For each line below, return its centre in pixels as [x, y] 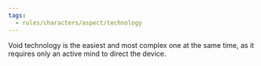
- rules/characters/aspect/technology [79, 23]
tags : [17, 15]
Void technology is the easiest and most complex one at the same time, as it [131, 45]
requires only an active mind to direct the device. [87, 53]
